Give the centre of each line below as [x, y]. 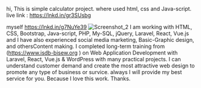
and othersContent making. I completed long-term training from [86, 46]
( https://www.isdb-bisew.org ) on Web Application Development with [92, 53]
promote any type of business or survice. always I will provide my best [94, 72]
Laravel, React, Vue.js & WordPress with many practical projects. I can [94, 59]
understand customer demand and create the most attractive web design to [100, 66]
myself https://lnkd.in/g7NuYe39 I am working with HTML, [99, 27]
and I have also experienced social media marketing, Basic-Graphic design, [100, 40]
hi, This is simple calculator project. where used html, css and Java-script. [99, 9]
